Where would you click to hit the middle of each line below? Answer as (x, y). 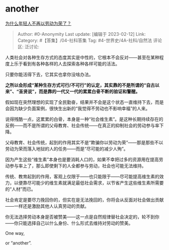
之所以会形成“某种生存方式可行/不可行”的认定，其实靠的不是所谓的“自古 (80, 85)
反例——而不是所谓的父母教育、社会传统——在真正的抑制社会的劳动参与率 (82, 125)
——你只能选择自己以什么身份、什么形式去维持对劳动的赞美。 (69, 223)
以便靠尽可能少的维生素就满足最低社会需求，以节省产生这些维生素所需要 (89, 182)
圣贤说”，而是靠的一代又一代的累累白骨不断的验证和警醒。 (79, 91)
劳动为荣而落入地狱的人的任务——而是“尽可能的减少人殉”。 (67, 149)
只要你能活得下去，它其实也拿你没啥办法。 (49, 74)
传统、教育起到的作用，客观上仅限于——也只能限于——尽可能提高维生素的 (82, 176)
